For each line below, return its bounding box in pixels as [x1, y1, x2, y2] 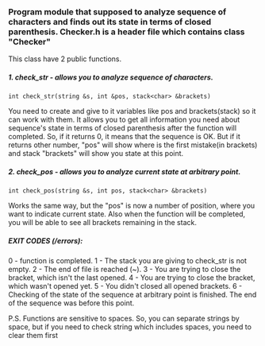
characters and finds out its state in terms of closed [8, 16, 212, 27]
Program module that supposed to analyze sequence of [8, 6, 227, 17]
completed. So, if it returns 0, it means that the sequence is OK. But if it [8, 132, 240, 142]
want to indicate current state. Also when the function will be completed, [8, 209, 246, 219]
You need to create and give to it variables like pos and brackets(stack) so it [8, 107, 256, 116]
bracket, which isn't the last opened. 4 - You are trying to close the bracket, [8, 273, 255, 282]
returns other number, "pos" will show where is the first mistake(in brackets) [8, 140, 258, 150]
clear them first [8, 331, 58, 340]
